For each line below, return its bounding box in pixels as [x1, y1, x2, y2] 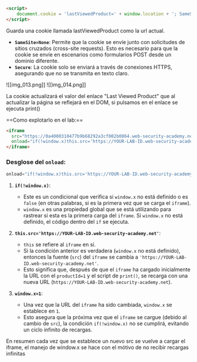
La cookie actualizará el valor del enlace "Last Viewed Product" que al [6, 92, 176, 99]
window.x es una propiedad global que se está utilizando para [23, 206, 171, 213]
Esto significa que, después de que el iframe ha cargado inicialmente [23, 266, 191, 273]
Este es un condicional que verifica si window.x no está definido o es [23, 193, 189, 200]
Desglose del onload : [6, 158, 66, 166]
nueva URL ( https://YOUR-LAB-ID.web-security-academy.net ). [23, 279, 172, 286]
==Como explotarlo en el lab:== [6, 116, 83, 123]
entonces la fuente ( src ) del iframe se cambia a [23, 253, 139, 261]
